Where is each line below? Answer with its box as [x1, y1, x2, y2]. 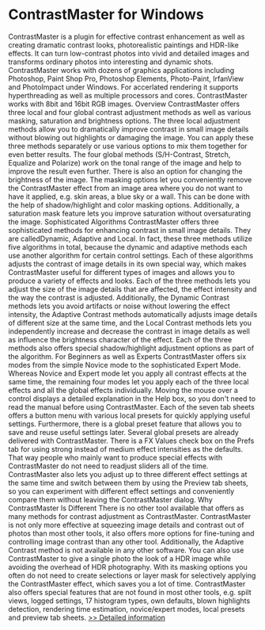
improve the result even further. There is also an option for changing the [8, 166, 243, 176]
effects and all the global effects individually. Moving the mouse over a [8, 385, 239, 395]
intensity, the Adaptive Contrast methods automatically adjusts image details [8, 309, 258, 319]
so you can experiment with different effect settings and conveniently [8, 486, 235, 496]
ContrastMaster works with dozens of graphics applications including [8, 65, 235, 74]
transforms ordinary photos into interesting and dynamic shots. [8, 57, 214, 67]
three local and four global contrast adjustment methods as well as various [8, 107, 252, 116]
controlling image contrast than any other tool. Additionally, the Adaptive [8, 536, 244, 546]
